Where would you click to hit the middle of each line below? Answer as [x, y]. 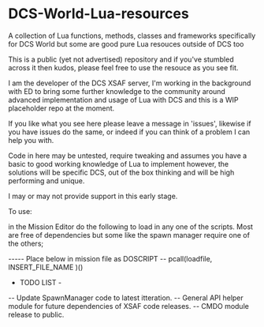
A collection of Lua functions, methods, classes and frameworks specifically [132, 36]
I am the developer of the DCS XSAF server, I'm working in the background [130, 83]
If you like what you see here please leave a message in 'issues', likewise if [130, 123]
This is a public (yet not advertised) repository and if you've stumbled [121, 59]
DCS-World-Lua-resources [99, 14]
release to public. [36, 314]
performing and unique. [46, 180]
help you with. [31, 140]
